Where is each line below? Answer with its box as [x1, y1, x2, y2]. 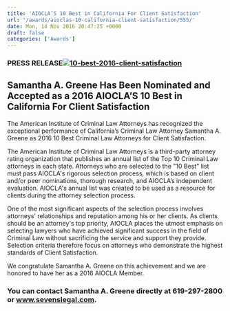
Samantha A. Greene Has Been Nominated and [7, 80, 211, 92]
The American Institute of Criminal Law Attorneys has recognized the [7, 119, 203, 127]
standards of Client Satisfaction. [7, 248, 98, 257]
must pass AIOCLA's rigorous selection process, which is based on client [7, 169, 215, 178]
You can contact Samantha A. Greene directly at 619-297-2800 [7, 286, 222, 296]
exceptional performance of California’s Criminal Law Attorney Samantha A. [7, 127, 222, 135]
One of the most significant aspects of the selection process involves [7, 204, 204, 213]
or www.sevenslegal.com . [7, 294, 97, 304]
